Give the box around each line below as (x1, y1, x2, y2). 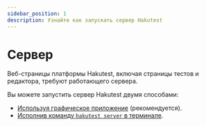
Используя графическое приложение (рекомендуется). (17, 104, 182, 112)
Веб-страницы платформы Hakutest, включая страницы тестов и (7, 70, 199, 78)
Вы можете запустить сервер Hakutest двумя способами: (7, 90, 179, 99)
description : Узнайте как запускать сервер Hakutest (7, 17, 163, 24)
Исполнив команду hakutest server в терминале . (17, 111, 164, 120)
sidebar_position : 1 (7, 10, 67, 17)
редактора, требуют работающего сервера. (7, 77, 138, 86)
